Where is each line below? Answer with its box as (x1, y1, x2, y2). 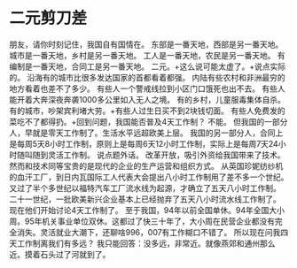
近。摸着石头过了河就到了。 (9, 249, 111, 259)
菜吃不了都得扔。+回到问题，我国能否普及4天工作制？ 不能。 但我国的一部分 (9, 116, 288, 126)
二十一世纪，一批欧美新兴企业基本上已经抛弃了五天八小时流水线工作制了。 (9, 194, 281, 204)
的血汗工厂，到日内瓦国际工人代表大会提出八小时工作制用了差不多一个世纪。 (9, 172, 289, 182)
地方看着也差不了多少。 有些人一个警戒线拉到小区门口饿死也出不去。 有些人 (9, 83, 285, 94)
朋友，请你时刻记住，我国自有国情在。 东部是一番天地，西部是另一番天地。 (9, 39, 284, 50)
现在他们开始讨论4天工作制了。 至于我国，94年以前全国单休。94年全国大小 (9, 204, 285, 215)
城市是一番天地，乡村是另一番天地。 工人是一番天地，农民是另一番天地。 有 (9, 50, 285, 60)
